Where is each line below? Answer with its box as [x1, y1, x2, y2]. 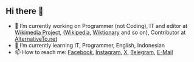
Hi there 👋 [5, 6, 44, 16]
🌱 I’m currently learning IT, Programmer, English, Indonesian [14, 41, 165, 49]
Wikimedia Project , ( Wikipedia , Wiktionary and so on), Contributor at [14, 29, 186, 36]
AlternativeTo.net [14, 35, 58, 43]
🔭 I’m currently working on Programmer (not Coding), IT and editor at [14, 22, 188, 29]
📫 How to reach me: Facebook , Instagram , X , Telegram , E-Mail [14, 48, 173, 55]
